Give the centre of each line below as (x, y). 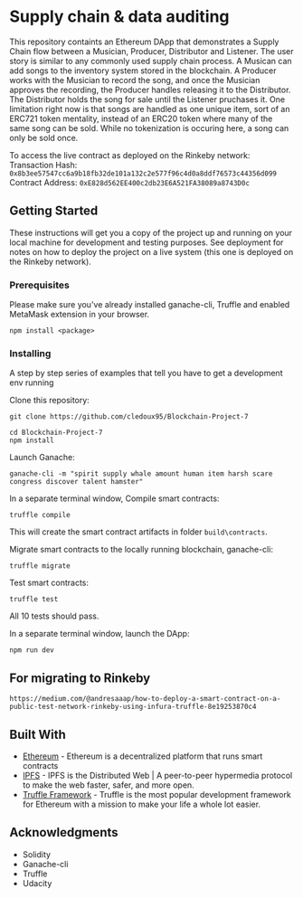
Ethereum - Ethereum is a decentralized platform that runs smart (142, 756)
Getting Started (54, 211)
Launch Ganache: (42, 458)
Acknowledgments (64, 832)
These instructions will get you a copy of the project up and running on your (151, 232)
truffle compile (40, 515)
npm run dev (32, 650)
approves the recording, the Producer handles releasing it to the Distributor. (150, 90)
